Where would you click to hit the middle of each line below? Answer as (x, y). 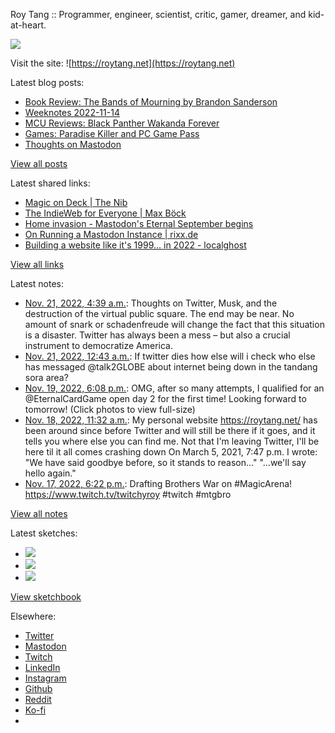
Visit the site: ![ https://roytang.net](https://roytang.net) (123, 63)
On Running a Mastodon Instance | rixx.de (111, 234)
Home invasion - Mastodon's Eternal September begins (139, 223)
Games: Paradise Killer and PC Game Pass (112, 133)
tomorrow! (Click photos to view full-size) (110, 409)
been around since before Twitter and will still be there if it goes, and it (170, 430)
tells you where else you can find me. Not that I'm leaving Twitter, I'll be (172, 441)
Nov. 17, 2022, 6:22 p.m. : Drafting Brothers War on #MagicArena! (158, 483)
